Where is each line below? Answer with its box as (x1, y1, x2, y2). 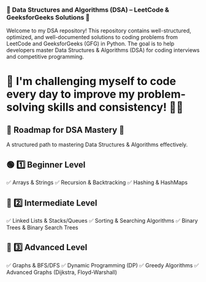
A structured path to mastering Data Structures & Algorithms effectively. (6, 141, 188, 149)
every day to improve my (6, 87, 135, 102)
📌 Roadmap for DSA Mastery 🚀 (6, 125, 124, 135)
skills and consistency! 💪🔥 (47, 100, 184, 114)
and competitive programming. (6, 53, 85, 61)
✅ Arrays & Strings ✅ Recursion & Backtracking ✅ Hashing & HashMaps (6, 179, 188, 186)
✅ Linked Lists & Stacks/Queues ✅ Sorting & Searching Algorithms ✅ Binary (6, 217, 198, 224)
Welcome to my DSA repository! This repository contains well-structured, (6, 27, 191, 34)
